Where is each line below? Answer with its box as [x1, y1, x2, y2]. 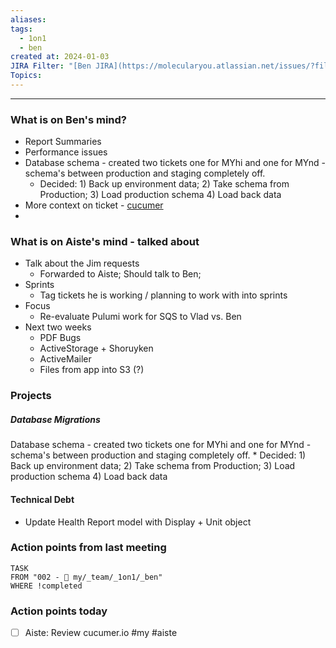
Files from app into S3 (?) [39, 364, 145, 376]
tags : [10, 24, 33, 34]
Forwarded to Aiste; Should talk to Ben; [39, 268, 202, 280]
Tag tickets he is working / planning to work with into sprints [39, 289, 288, 301]
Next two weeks [24, 321, 92, 333]
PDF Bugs [39, 332, 82, 344]
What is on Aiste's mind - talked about [10, 235, 200, 249]
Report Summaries [24, 136, 102, 148]
